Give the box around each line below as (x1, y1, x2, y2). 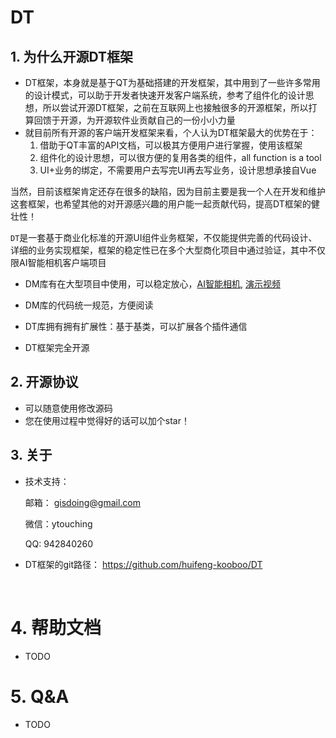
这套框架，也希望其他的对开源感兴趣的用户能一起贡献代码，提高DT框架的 (10, 198, 312, 210)
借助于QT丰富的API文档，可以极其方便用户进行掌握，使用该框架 (39, 139, 303, 151)
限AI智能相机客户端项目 (10, 257, 107, 268)
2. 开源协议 (10, 374, 79, 391)
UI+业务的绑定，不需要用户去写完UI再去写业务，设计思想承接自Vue (39, 164, 317, 176)
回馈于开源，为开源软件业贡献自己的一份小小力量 (33, 114, 236, 126)
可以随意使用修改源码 (24, 402, 113, 414)
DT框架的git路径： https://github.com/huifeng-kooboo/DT (24, 558, 263, 570)
